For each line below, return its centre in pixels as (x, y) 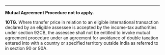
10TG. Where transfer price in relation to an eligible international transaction (82, 22)
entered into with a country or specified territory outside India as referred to (82, 43)
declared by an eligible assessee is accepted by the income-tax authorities (81, 27)
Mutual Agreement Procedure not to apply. (50, 13)
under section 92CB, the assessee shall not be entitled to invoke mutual (78, 33)
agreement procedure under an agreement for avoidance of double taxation (82, 38)
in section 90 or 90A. (26, 48)
